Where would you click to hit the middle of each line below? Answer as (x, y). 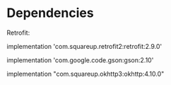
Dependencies (50, 13)
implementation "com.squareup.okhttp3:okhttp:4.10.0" (85, 74)
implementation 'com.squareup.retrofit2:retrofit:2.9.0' (84, 46)
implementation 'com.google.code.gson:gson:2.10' (80, 60)
